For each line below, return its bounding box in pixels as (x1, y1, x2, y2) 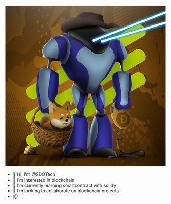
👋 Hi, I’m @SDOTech (12, 171, 56, 177)
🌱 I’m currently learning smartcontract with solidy (12, 182, 116, 188)
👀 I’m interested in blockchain (12, 177, 75, 183)
